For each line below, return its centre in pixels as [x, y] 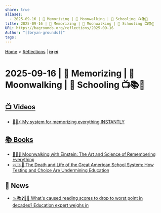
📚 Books [19, 140]
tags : [11, 38]
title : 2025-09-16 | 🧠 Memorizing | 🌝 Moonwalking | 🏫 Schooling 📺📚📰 [80, 23]
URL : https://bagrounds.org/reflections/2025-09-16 [59, 28]
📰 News [17, 186]
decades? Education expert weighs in [50, 205]
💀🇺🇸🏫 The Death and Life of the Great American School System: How [83, 165]
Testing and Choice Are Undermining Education [61, 170]
